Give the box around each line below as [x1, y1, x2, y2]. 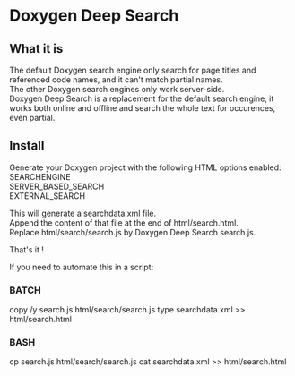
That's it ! [9, 244, 45, 255]
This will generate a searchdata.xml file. [9, 208, 157, 218]
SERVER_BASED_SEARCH [9, 181, 105, 192]
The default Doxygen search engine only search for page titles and [9, 64, 256, 75]
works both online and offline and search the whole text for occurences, [9, 103, 276, 113]
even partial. [9, 113, 56, 123]
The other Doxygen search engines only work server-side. [9, 84, 225, 94]
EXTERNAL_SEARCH [9, 190, 86, 201]
